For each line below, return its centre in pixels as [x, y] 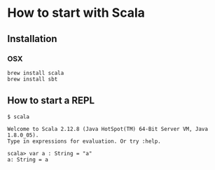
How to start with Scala [76, 13]
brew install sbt [33, 79]
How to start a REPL [51, 100]
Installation [32, 39]
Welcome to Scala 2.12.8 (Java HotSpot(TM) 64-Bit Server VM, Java [108, 129]
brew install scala [36, 73]
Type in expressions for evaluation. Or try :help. [84, 141]
